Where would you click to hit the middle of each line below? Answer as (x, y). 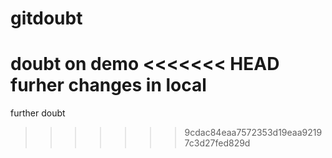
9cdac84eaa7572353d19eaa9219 (253, 133)
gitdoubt (46, 18)
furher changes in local (108, 85)
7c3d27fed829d (217, 143)
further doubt (38, 113)
